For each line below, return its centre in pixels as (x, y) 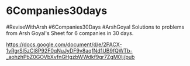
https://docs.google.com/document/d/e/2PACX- (64, 44)
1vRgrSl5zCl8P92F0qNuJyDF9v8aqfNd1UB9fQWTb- (69, 50)
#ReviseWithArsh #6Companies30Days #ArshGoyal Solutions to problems (95, 27)
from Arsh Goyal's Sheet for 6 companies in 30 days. (70, 33)
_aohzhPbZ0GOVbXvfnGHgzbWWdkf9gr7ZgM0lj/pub (70, 57)
